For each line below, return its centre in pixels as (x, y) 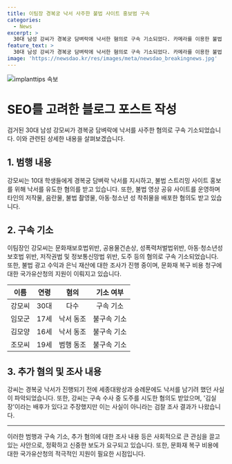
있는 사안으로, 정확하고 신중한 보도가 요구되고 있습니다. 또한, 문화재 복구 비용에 (113, 445)
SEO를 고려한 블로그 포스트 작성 (92, 109)
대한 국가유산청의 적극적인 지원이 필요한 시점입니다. (76, 454)
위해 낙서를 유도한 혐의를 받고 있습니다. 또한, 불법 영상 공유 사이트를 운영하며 (117, 189)
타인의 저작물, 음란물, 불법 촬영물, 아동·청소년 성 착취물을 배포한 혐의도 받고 (108, 197)
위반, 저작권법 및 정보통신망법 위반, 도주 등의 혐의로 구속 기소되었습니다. (122, 257)
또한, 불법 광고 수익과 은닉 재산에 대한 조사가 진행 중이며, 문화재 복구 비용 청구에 (115, 265)
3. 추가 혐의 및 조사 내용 (55, 371)
